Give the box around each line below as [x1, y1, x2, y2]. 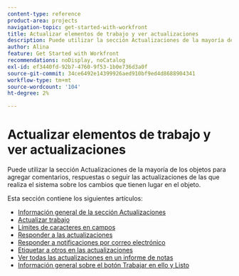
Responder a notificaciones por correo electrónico [17, 238, 166, 247]
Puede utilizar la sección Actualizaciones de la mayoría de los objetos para [7, 165, 226, 174]
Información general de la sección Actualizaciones [17, 208, 166, 217]
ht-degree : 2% [7, 90, 50, 97]
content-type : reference [7, 10, 81, 18]
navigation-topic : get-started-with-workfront [7, 23, 148, 31]
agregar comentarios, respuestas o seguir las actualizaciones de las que [7, 173, 220, 181]
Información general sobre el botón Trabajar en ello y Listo [17, 261, 190, 270]
